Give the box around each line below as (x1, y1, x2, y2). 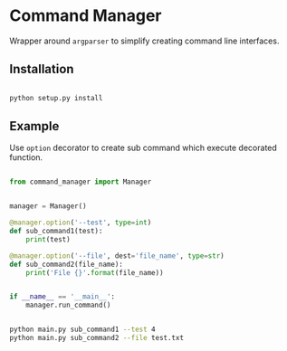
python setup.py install (9, 93, 103, 102)
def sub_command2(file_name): (9, 260, 124, 269)
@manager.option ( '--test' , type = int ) (9, 218, 152, 227)
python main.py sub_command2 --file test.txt (9, 334, 184, 343)
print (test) (25, 234, 71, 244)
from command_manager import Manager (9, 177, 152, 186)
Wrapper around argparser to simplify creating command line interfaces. (9, 35, 280, 46)
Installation (9, 62, 74, 77)
